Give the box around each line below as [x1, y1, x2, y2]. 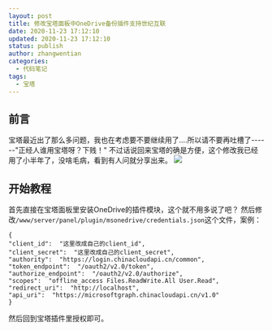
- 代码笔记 [15, 65, 48, 73]
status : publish [8, 42, 63, 50]
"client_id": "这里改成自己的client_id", [8, 240, 146, 248]
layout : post [8, 11, 53, 20]
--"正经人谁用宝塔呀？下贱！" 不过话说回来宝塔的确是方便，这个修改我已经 [8, 146, 258, 155]
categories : [8, 58, 49, 66]
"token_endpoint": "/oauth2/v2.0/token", [8, 263, 154, 271]
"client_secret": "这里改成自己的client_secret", [8, 249, 175, 257]
